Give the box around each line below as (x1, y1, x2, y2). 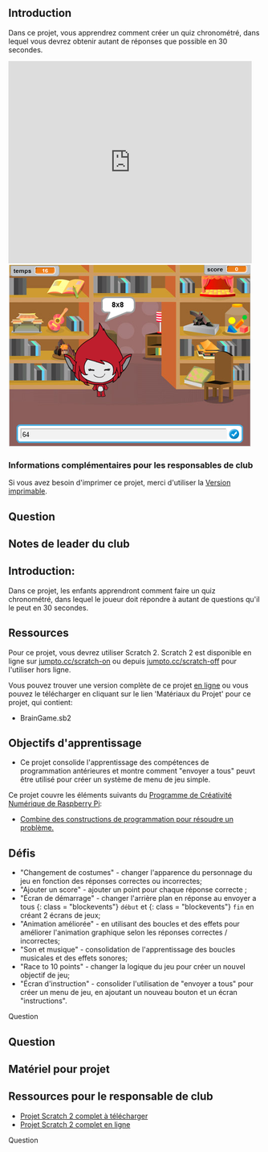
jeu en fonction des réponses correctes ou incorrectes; (19, 877, 202, 886)
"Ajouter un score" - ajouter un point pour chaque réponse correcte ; (19, 885, 247, 894)
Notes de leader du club (8, 537, 130, 551)
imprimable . (8, 486, 48, 496)
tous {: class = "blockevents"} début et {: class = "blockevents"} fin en (19, 902, 254, 912)
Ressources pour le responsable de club (8, 1090, 213, 1104)
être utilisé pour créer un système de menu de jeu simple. (19, 774, 211, 784)
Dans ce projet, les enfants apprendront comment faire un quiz (8, 585, 216, 595)
